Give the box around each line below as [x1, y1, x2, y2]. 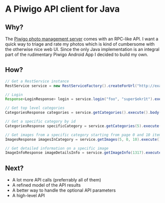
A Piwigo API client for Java [5, 3, 120, 15]
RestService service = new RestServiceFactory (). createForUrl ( [5, 83, 137, 88]
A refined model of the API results [12, 182, 81, 188]
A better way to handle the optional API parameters [12, 187, 116, 193]
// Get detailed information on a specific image [5, 146, 109, 151]
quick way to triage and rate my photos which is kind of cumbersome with [5, 41, 155, 47]
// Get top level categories [5, 105, 65, 111]
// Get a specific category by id [5, 119, 76, 124]
